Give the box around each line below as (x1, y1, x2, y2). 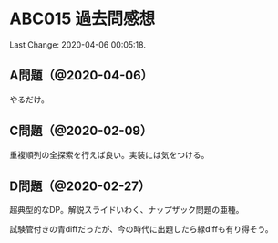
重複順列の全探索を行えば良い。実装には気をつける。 (9, 149, 210, 160)
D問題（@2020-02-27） (9, 178, 151, 194)
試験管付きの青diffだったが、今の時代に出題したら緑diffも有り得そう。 (9, 224, 273, 235)
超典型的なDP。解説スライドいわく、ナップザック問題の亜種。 (9, 205, 244, 216)
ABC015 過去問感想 (9, 8, 156, 29)
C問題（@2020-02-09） (9, 123, 153, 139)
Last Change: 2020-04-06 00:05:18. (9, 38, 146, 50)
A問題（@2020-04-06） (9, 68, 153, 83)
